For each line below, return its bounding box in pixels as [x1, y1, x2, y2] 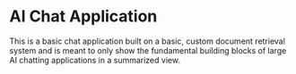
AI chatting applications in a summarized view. [9, 54, 181, 65]
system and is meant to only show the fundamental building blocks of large [9, 45, 287, 55]
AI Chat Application [9, 6, 158, 27]
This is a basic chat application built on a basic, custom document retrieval [9, 36, 285, 46]
